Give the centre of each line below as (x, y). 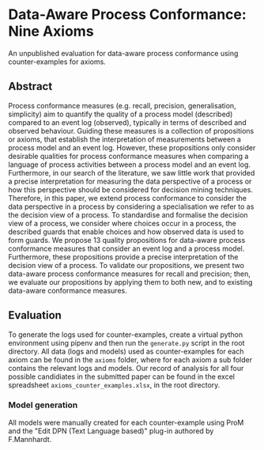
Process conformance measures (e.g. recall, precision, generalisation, (122, 105)
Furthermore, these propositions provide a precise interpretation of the (123, 257)
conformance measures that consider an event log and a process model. (126, 248)
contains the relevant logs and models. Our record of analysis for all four (126, 368)
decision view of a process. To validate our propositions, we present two (126, 265)
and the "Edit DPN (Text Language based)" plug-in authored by (111, 431)
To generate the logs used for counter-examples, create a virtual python (126, 335)
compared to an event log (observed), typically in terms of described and (127, 122)
